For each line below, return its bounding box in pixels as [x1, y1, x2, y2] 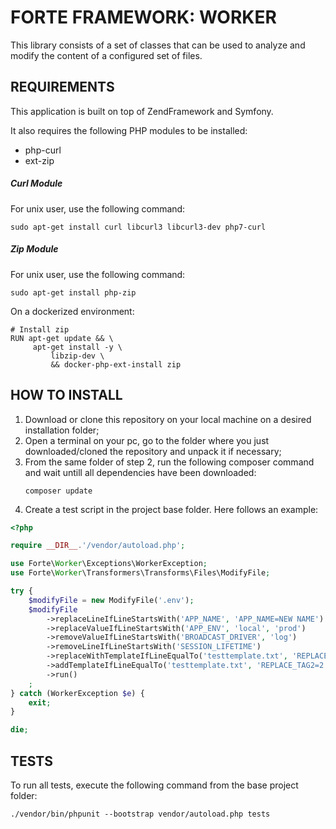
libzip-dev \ [50, 351, 105, 361]
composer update [24, 486, 93, 496]
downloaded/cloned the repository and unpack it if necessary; [24, 445, 282, 457]
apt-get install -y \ [32, 342, 123, 352]
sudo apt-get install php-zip [10, 287, 137, 298]
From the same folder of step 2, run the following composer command [24, 456, 315, 468]
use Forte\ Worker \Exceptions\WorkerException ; [10, 559, 208, 569]
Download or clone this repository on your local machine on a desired [24, 413, 312, 425]
